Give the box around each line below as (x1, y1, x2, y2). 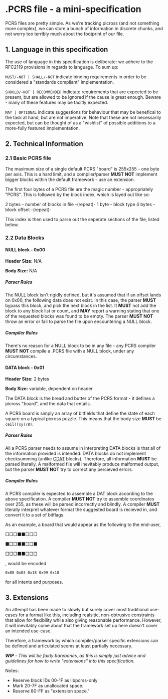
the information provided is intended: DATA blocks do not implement (5, 450, 146, 456)
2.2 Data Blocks (5, 234, 45, 241)
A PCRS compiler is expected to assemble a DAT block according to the (5, 490, 153, 496)
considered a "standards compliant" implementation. (5, 79, 114, 85)
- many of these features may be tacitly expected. (5, 99, 109, 105)
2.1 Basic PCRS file (5, 154, 51, 161)
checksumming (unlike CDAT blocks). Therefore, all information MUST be (5, 455, 157, 462)
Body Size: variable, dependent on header (5, 385, 93, 392)
